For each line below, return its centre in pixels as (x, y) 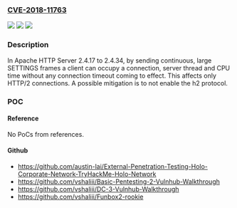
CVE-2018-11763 (37, 10)
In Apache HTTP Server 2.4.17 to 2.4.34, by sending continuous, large (110, 60)
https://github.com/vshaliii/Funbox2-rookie (80, 197)
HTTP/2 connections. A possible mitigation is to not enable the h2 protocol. (117, 83)
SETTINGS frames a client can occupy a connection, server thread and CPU (119, 68)
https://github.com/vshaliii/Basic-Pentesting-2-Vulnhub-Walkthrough (119, 181)
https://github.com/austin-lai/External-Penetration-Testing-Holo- (113, 166)
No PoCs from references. (46, 134)
